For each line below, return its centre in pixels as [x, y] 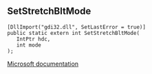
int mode [29, 45]
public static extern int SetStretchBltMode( [73, 33]
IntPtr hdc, [33, 39]
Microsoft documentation [43, 64]
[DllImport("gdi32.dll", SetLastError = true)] [77, 27]
